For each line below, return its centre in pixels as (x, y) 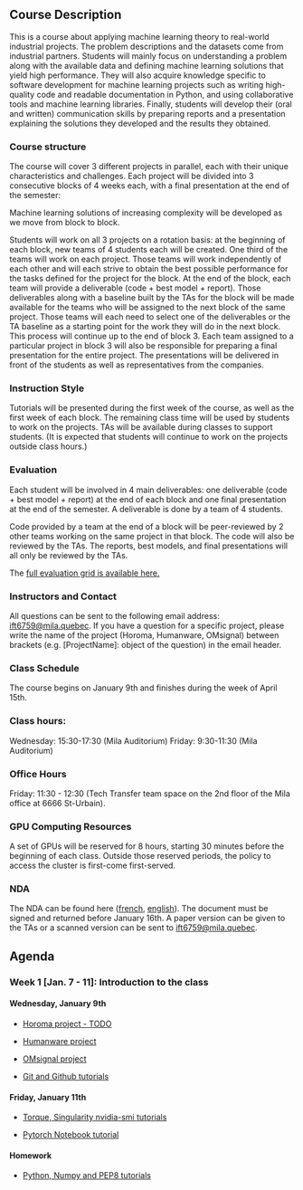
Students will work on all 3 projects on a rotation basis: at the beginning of (147, 240)
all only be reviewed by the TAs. (69, 555)
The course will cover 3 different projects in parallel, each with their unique (149, 167)
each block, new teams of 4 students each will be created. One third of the (149, 250)
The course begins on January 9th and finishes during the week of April (143, 688)
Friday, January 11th (48, 1097)
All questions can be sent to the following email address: (114, 616)
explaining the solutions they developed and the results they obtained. (140, 123)
